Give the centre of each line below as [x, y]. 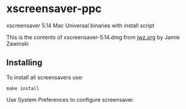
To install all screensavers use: [45, 77]
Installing [24, 63]
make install [23, 88]
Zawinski [18, 44]
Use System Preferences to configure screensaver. [70, 99]
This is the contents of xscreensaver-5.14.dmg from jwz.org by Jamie [93, 37]
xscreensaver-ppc [54, 9]
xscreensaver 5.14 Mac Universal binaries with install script [80, 25]
